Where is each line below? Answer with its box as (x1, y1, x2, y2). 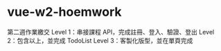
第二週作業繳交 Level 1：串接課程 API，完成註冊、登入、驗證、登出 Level (7, 28, 215, 36)
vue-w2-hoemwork (7, 4, 123, 20)
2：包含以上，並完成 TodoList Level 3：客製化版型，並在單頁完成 (7, 36, 193, 45)
